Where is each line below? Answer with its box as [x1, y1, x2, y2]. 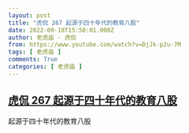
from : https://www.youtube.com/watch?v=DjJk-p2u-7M [8, 41, 181, 49]
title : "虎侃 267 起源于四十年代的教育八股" [8, 19, 140, 27]
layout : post [8, 11, 51, 20]
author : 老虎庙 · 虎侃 [8, 33, 77, 42]
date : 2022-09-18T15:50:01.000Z [8, 26, 114, 34]
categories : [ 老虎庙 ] [8, 63, 83, 71]
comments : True [8, 56, 58, 64]
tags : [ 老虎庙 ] [8, 48, 61, 56]
